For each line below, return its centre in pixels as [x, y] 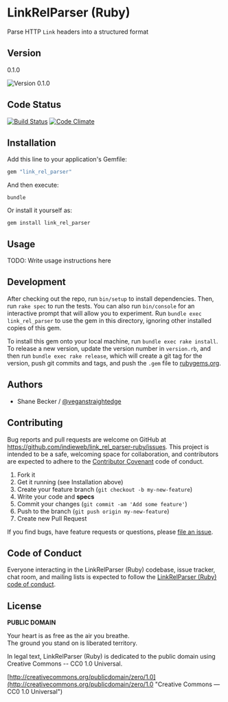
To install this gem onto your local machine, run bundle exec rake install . [113, 341]
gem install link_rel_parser [49, 223]
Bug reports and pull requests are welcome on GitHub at [87, 439]
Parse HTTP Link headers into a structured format [78, 32]
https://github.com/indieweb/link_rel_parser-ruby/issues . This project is [108, 446]
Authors [25, 385]
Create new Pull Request [52, 518]
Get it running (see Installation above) [70, 482]
